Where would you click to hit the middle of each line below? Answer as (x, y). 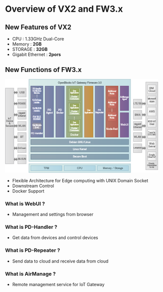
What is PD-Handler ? (31, 227)
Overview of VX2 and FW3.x (64, 9)
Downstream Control (33, 186)
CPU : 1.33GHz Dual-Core (38, 39)
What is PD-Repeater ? (33, 250)
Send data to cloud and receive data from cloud (60, 261)
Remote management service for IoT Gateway (58, 284)
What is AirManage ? (31, 274)
